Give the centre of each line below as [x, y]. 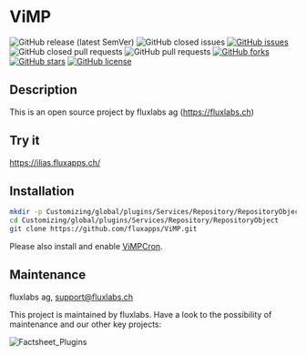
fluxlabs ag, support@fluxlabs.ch [71, 297]
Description [43, 90]
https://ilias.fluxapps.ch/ [55, 162]
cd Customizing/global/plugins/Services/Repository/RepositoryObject [144, 220]
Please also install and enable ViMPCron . [86, 246]
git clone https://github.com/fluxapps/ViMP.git [103, 229]
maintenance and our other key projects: [86, 324]
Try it [25, 141]
